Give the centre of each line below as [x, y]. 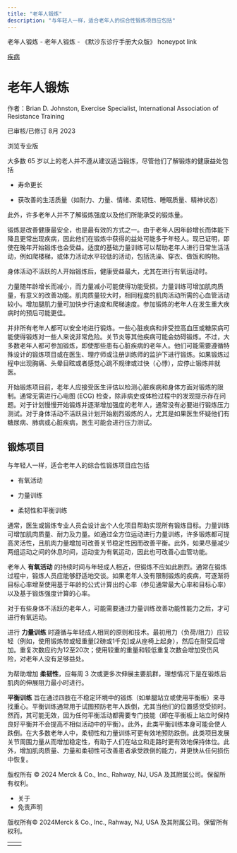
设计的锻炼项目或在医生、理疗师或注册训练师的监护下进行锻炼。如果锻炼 [118, 355]
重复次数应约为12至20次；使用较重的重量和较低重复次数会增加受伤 [116, 650]
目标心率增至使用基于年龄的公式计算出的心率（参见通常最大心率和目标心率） [119, 584]
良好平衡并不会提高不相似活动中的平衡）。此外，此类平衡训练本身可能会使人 [117, 724]
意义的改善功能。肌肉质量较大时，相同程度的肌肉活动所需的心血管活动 [128, 295]
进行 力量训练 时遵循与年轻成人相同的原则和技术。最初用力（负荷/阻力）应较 [118, 633]
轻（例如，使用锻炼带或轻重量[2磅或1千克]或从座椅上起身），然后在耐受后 [113, 641]
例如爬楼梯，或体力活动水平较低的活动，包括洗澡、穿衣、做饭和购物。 [121, 257]
